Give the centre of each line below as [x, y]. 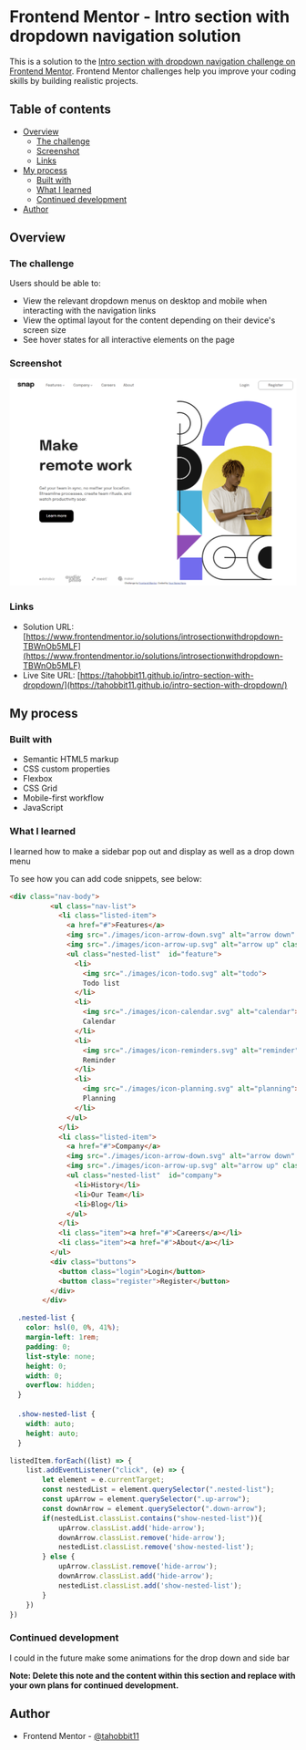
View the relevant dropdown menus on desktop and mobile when [144, 301]
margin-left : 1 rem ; [63, 1338]
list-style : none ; [61, 1356]
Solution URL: [48, 626]
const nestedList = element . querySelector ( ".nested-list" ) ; [158, 1490]
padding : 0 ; [48, 1347]
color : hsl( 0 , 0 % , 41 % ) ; [73, 1328]
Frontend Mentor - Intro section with [149, 17]
